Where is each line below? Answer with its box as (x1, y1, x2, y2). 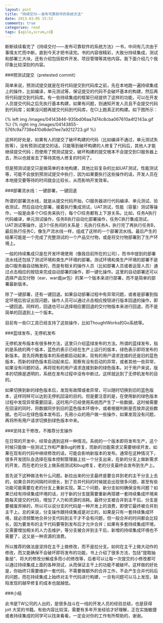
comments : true (5, 20, 36, 26)
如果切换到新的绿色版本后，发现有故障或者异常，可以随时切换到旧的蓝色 (5, 387, 149, 393)
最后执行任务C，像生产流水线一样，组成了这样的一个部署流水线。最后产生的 (5, 229, 157, 234)
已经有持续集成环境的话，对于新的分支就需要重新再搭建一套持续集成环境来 (9, 491, 158, 496)
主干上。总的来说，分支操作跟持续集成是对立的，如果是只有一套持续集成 (5, 509, 149, 515)
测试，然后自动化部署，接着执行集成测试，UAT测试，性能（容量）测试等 (9, 204, 154, 210)
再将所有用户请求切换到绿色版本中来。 (5, 418, 81, 423)
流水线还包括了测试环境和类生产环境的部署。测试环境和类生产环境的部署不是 (5, 257, 158, 262)
